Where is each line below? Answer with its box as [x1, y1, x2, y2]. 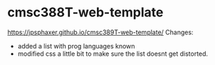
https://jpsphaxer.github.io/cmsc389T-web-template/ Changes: [7, 28, 194, 36]
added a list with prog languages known [17, 41, 135, 50]
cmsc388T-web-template [7, 4, 164, 21]
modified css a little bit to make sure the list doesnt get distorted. [17, 49, 209, 58]
